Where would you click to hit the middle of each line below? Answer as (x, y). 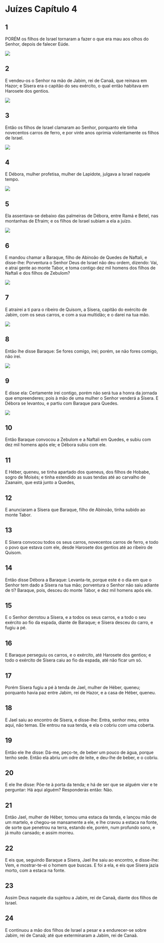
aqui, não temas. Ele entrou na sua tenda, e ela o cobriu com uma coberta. (80, 725)
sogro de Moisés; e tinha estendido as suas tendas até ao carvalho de (75, 477)
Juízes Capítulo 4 (41, 9)
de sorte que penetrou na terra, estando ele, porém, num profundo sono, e (80, 828)
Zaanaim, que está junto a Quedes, (40, 483)
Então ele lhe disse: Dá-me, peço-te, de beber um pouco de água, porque (79, 752)
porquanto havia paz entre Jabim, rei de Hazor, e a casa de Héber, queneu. (81, 693)
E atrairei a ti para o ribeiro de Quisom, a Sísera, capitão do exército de (76, 309)
